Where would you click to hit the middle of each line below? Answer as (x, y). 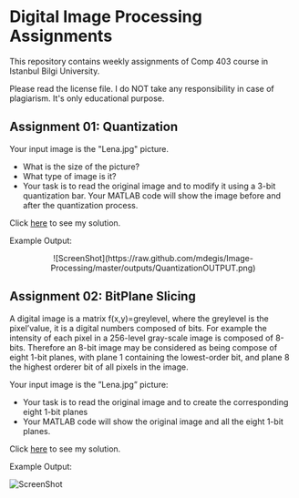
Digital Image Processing (106, 17)
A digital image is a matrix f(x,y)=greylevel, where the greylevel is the (139, 318)
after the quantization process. (80, 205)
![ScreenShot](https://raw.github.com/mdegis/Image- (153, 258)
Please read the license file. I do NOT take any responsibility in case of (142, 88)
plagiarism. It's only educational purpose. (87, 98)
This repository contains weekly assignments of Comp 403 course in (139, 61)
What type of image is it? (69, 176)
